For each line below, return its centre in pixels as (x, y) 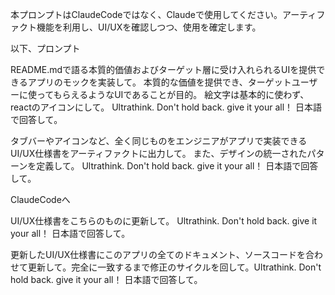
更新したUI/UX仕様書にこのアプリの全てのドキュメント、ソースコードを (158, 254)
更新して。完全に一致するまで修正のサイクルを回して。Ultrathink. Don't (174, 267)
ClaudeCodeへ (40, 199)
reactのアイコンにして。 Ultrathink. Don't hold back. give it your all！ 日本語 (166, 107)
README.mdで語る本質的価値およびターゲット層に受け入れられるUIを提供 (163, 69)
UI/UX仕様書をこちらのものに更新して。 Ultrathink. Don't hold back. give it (164, 221)
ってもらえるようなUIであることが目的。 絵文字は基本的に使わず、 (173, 94)
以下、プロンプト (45, 48)
